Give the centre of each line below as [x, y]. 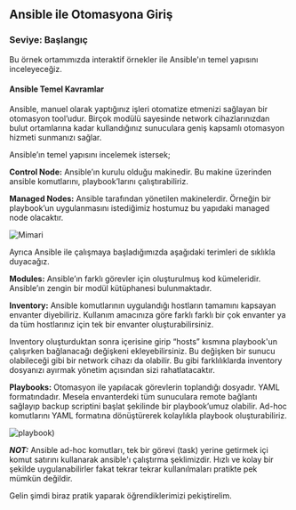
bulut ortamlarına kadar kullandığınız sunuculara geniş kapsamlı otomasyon [147, 127]
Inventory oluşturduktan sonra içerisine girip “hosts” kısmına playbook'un [144, 341]
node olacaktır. [36, 217]
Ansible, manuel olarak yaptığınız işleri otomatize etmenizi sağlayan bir [139, 109]
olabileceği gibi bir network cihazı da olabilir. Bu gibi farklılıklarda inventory [146, 360]
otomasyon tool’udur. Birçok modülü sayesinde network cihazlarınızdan [140, 118]
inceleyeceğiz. [36, 69]
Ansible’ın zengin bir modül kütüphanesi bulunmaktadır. [111, 287]
